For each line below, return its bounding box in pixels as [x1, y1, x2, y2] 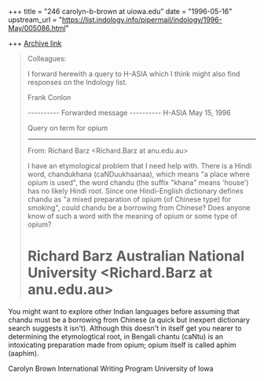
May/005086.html [8, 24, 66, 32]
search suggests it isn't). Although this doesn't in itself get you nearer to [8, 323, 242, 333]
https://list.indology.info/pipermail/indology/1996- [61, 15, 222, 24]
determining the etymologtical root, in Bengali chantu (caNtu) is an [8, 331, 224, 341]
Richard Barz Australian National [27, 247, 245, 265]
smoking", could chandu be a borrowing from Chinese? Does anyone [27, 203, 251, 212]
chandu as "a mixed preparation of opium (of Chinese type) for [27, 194, 232, 204]
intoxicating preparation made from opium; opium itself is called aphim [8, 340, 236, 350]
